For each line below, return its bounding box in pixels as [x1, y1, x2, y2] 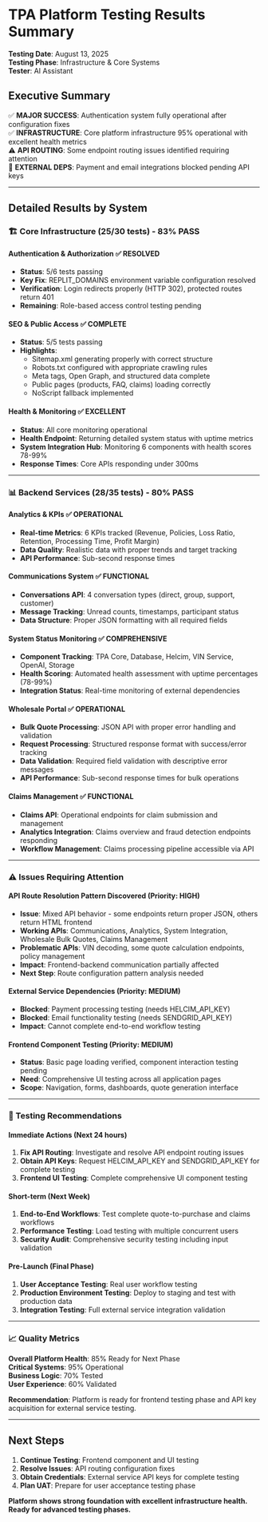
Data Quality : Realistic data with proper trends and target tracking [19, 545, 238, 554]
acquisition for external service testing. [8, 1403, 137, 1413]
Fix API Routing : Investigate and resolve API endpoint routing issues [19, 1148, 245, 1158]
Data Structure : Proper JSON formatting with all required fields [19, 615, 228, 625]
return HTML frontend [19, 917, 93, 927]
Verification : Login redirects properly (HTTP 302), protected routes [19, 284, 242, 293]
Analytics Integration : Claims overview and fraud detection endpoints [19, 827, 251, 837]
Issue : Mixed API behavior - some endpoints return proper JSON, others [19, 908, 258, 918]
